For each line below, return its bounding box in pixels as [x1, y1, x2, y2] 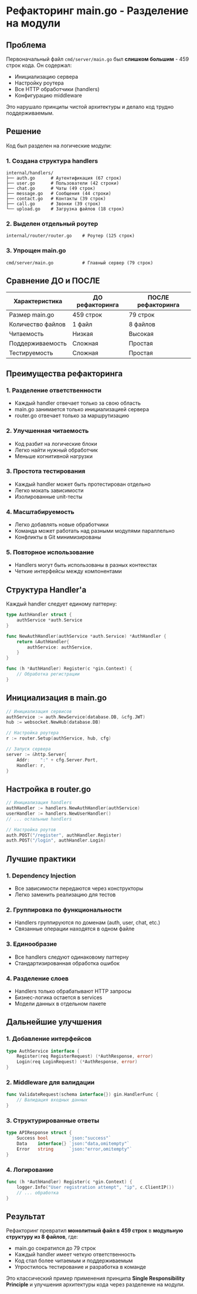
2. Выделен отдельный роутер [6, 220, 98, 228]
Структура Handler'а [6, 584, 87, 594]
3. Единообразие [6, 940, 57, 948]
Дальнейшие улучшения [6, 1017, 102, 1027]
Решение [6, 126, 42, 136]
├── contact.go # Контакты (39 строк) [6, 196, 107, 202]
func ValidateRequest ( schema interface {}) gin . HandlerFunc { [6, 1091, 159, 1098]
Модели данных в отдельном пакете [14, 1000, 107, 1007]
